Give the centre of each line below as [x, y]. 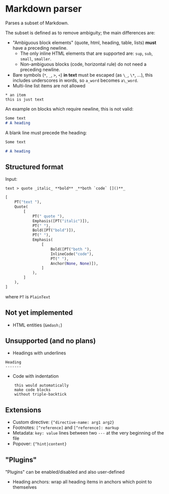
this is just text [25, 100]
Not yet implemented [39, 313]
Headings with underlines [39, 353]
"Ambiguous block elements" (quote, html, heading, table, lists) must [85, 42]
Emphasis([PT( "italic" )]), [61, 221]
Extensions [23, 410]
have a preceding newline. [40, 48]
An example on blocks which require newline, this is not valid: [69, 109]
